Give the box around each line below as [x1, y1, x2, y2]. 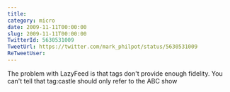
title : [7, 10, 27, 18]
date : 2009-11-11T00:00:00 [7, 23, 87, 30]
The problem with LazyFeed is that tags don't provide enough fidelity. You [7, 69, 223, 78]
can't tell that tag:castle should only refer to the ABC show [7, 76, 178, 85]
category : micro [7, 17, 55, 24]
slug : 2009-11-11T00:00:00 [7, 30, 87, 38]
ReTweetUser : [7, 50, 46, 57]
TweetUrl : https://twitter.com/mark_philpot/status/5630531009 [7, 43, 198, 50]
